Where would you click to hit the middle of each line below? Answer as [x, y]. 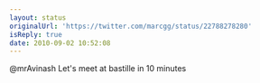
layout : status [38, 18]
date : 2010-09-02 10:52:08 [60, 43]
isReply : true [36, 34]
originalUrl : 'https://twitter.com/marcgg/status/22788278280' [131, 26]
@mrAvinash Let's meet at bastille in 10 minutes [98, 69]
